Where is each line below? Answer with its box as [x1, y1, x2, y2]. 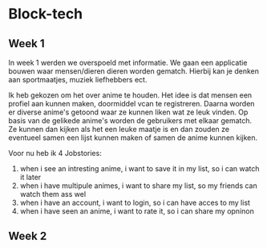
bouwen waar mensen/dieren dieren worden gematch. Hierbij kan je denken [8, 66, 259, 76]
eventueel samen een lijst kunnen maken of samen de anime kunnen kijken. [8, 133, 258, 142]
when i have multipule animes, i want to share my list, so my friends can [19, 181, 258, 190]
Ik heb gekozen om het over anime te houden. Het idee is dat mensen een [8, 90, 253, 100]
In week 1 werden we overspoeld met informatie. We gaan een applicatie [8, 58, 248, 67]
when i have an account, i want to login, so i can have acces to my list [19, 198, 251, 207]
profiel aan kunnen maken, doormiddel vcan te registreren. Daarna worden [8, 99, 255, 108]
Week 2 [8, 230, 47, 243]
